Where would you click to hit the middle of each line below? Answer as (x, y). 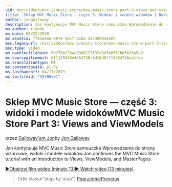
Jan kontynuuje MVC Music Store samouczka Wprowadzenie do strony (80, 148)
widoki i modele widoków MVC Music (85, 113)
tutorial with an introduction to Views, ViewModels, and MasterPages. (79, 159)
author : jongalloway (27, 19)
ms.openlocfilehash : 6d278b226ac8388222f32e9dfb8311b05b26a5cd (74, 53)
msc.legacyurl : (21, 44)
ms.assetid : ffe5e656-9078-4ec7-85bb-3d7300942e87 (60, 39)
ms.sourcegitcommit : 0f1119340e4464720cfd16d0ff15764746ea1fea (74, 58)
